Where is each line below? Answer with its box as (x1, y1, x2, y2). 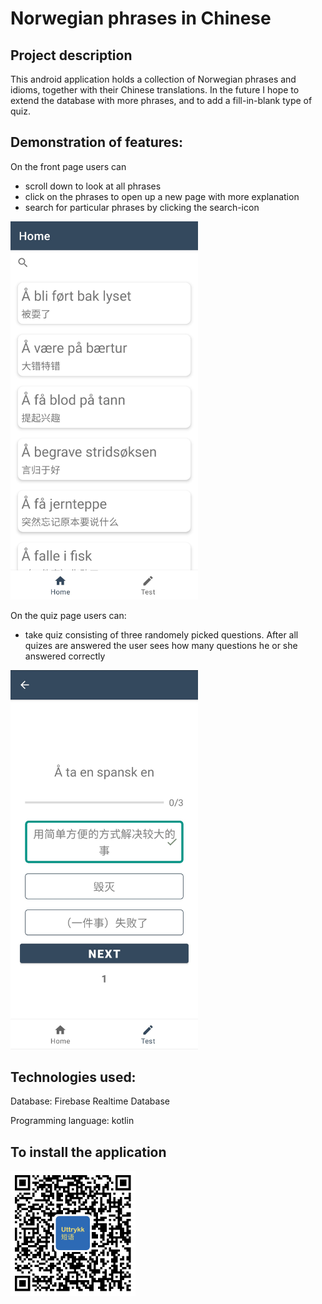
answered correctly (24, 650, 106, 662)
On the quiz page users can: (10, 609, 127, 621)
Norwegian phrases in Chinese (10, 7, 272, 30)
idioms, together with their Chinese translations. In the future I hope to (10, 84, 300, 96)
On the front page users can (10, 160, 127, 172)
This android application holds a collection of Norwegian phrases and (10, 73, 297, 85)
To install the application (10, 1143, 167, 1161)
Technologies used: (10, 1069, 137, 1086)
